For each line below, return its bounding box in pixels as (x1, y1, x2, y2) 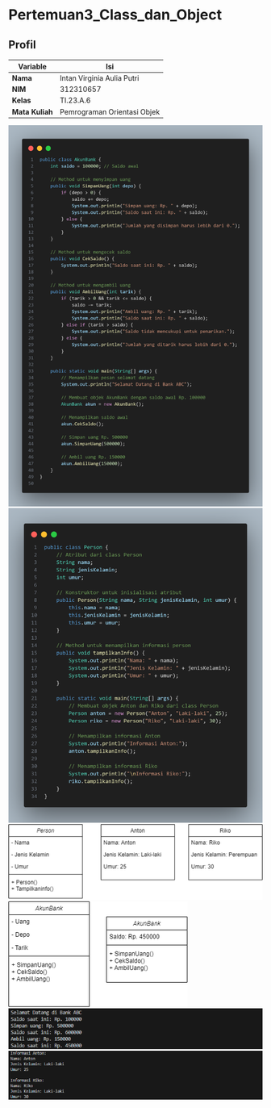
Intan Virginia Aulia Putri (60, 73, 140, 82)
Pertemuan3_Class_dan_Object (8, 6, 223, 24)
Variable (18, 61, 47, 71)
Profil (8, 38, 36, 52)
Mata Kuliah (11, 107, 53, 116)
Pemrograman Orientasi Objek (60, 107, 161, 116)
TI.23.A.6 (60, 95, 91, 106)
